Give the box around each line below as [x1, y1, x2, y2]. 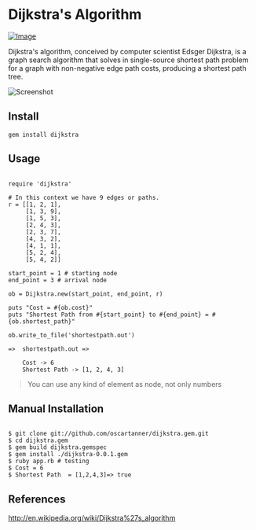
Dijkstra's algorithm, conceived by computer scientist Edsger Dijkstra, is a [8, 46, 247, 56]
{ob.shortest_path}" [8, 317, 76, 326]
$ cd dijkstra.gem [8, 436, 68, 445]
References [8, 492, 66, 506]
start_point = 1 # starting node [8, 269, 118, 277]
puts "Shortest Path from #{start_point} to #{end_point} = [8, 311, 210, 318]
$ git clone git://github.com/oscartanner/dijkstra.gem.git [8, 430, 210, 438]
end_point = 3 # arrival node [8, 276, 108, 284]
